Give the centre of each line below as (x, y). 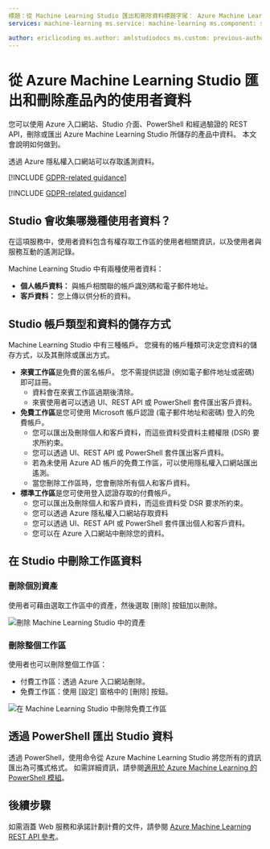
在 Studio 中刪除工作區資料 (75, 561)
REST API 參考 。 (35, 836)
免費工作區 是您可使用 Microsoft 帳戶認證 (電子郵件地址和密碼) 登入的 (134, 412)
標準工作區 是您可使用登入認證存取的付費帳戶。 (97, 493)
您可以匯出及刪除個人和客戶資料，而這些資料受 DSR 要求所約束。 (139, 503)
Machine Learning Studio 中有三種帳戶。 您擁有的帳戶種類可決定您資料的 (129, 344)
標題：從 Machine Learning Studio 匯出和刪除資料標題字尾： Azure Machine (127, 16)
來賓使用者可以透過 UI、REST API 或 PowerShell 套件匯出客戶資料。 (144, 402)
